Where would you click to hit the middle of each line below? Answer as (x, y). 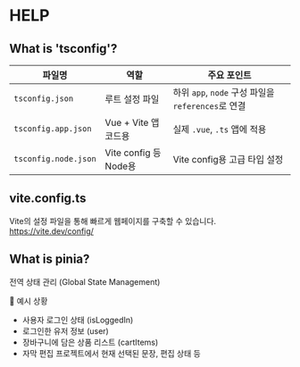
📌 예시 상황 (29, 301)
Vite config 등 (133, 153)
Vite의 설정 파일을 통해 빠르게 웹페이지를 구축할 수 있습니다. (113, 221)
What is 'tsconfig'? (63, 49)
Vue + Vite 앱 (132, 123)
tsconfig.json (44, 99)
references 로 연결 (209, 106)
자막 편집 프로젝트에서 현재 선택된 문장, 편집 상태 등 (111, 353)
